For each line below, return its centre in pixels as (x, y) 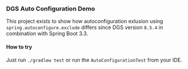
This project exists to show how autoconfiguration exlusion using (85, 21)
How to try (19, 47)
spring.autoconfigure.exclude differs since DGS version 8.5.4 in (85, 27)
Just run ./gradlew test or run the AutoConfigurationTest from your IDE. (94, 60)
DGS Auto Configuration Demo (51, 9)
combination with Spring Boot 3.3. (47, 34)
